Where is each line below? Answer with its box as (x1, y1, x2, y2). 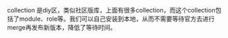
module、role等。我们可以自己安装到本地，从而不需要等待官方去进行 (19, 15, 216, 23)
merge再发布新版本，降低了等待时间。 (7, 23, 117, 31)
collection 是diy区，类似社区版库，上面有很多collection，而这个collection (7, 6, 216, 14)
